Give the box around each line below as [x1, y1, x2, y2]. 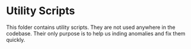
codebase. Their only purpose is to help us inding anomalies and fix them [6, 30, 186, 37]
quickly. [6, 36, 26, 43]
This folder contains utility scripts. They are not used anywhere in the [6, 24, 176, 31]
